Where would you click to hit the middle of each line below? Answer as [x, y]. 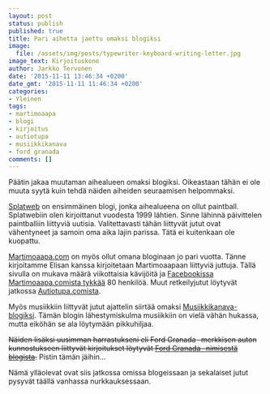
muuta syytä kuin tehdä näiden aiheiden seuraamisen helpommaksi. [122, 191]
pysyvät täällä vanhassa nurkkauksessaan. [80, 381]
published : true [36, 31]
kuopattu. [24, 241]
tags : [17, 106]
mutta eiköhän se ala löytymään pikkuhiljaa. [81, 324]
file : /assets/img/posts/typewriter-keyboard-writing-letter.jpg [129, 54]
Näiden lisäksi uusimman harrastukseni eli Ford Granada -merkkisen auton [133, 340]
